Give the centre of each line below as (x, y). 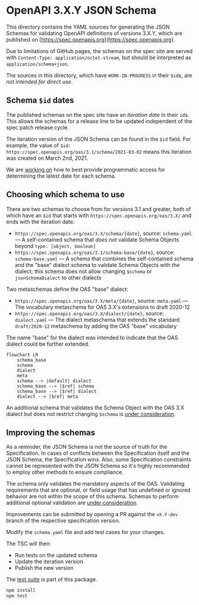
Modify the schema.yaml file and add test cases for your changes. (86, 532)
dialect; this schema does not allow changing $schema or (83, 271)
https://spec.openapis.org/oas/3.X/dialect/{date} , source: (89, 313)
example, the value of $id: (39, 145)
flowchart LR (22, 355)
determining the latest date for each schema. (61, 176)
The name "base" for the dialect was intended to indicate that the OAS (92, 337)
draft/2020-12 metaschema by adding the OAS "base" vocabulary (96, 326)
